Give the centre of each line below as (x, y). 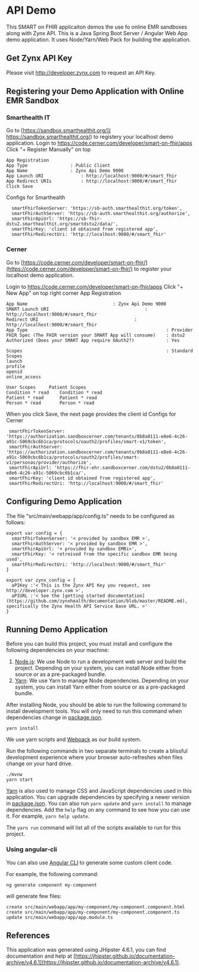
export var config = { (34, 533)
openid (14, 372)
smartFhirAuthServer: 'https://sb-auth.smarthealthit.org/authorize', (101, 214)
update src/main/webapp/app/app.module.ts (60, 917)
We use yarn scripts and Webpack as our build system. (74, 740)
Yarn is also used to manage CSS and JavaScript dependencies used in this (99, 791)
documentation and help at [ (41, 956)
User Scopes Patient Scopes (46, 387)
